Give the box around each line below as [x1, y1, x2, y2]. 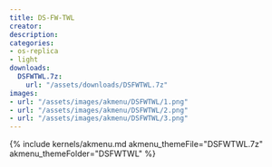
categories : [9, 38, 54, 48]
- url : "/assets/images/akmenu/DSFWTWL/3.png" [9, 114, 189, 123]
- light [9, 55, 39, 64]
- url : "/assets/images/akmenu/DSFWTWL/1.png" [9, 97, 189, 107]
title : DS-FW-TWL [9, 13, 75, 23]
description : [9, 30, 59, 39]
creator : [9, 22, 43, 31]
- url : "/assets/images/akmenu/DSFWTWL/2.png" [9, 106, 189, 115]
